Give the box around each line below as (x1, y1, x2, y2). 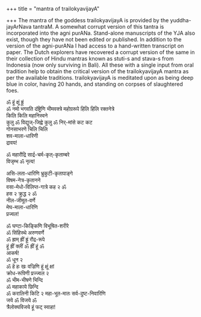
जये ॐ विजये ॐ (6, 297, 37, 304)
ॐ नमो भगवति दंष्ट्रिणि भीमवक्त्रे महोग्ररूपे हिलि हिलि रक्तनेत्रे (6, 105, 115, 112)
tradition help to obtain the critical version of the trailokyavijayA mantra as (6, 68, 189, 74)
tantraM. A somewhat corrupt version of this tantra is (32, 23, 164, 30)
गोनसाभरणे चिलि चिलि (6, 125, 48, 133)
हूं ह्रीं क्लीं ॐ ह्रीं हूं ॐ (6, 243, 45, 250)
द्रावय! (6, 139, 17, 146)
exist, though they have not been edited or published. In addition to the (6, 36, 182, 43)
